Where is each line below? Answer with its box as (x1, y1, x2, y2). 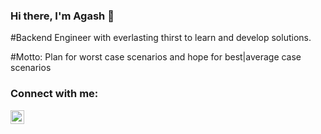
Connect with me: (10, 87, 99, 101)
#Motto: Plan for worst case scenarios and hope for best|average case (10, 51, 302, 63)
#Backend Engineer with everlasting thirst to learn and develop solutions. (10, 32, 312, 44)
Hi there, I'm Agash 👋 (10, 9, 115, 23)
